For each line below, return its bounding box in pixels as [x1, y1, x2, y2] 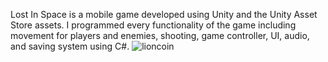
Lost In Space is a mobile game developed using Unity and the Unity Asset [10, 9, 318, 20]
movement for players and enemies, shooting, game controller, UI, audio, [10, 30, 310, 41]
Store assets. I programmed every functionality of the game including [10, 19, 297, 31]
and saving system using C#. [10, 40, 130, 52]
